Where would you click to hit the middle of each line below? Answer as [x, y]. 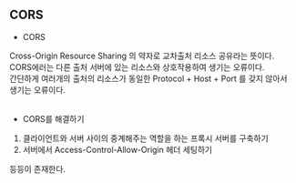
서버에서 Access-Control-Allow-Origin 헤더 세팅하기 [117, 149]
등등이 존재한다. [38, 168]
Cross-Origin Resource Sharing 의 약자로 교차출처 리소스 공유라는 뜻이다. [142, 56]
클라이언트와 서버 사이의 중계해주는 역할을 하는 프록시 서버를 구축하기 [145, 138]
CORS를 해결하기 [53, 118]
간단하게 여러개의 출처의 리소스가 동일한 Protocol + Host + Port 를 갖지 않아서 [148, 78]
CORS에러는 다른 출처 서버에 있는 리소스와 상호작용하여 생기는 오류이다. [137, 66]
